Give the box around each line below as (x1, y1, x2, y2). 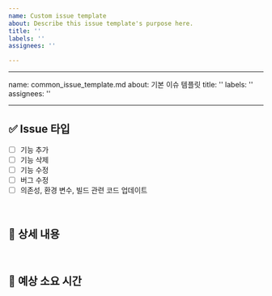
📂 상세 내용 (8, 227, 61, 241)
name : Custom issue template (8, 11, 107, 20)
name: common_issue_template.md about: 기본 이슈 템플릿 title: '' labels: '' (8, 80, 253, 90)
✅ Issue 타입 (8, 122, 70, 136)
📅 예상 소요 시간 (8, 274, 83, 288)
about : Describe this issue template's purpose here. (8, 19, 194, 27)
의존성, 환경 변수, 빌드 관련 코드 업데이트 (19, 185, 148, 195)
